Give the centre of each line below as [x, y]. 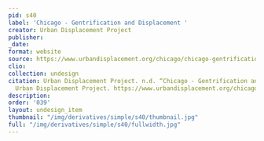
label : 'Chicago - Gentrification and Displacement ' [98, 23]
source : [21, 60]
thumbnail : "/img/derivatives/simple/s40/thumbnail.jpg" [103, 117]
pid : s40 [22, 15]
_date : [19, 45]
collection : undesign [44, 74]
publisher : [26, 37]
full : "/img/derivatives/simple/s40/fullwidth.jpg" [94, 125]
